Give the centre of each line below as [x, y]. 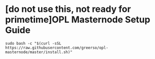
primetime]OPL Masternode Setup [78, 20]
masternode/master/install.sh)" [39, 52]
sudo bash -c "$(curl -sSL [33, 43]
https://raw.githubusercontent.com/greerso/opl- [57, 48]
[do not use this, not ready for [68, 9]
